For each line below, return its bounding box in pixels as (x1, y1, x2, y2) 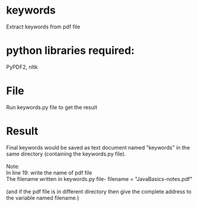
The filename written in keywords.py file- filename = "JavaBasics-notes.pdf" (6, 175, 193, 182)
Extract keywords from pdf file (6, 23, 81, 30)
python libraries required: (6, 44, 135, 57)
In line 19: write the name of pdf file (6, 169, 92, 176)
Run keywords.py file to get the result (6, 103, 98, 111)
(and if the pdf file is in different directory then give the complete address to (6, 187, 191, 195)
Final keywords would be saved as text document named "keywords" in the (6, 144, 190, 151)
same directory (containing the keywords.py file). (6, 150, 126, 157)
